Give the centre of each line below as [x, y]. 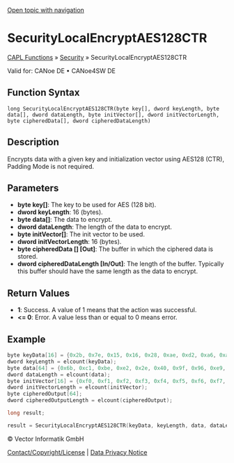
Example [26, 339]
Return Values [39, 293]
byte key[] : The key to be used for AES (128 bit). [87, 205]
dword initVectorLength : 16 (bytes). [69, 242]
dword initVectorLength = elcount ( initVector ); [78, 388]
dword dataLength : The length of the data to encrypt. [95, 227]
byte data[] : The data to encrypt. [65, 220]
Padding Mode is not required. [50, 166]
